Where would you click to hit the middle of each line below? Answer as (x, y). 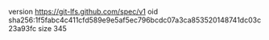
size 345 (52, 28)
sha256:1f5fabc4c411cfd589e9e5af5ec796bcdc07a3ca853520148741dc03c (135, 20)
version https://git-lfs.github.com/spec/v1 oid (83, 12)
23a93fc (23, 28)
